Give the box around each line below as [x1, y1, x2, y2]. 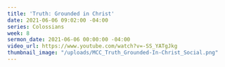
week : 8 [7, 29, 30, 37]
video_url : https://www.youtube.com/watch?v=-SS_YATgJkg [7, 43, 178, 50]
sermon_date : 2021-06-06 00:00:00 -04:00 [7, 36, 131, 43]
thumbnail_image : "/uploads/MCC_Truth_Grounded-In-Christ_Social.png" [7, 50, 219, 57]
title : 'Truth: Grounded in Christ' [7, 10, 115, 17]
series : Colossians [7, 23, 65, 30]
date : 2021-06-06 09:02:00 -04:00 [7, 17, 109, 24]
